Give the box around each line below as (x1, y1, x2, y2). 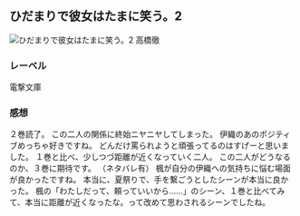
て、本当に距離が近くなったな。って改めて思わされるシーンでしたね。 (9, 197, 270, 208)
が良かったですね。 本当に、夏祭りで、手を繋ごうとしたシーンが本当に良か (9, 174, 289, 185)
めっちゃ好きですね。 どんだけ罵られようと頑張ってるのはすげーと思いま (16, 140, 290, 152)
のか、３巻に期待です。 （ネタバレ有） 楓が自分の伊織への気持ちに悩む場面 (9, 162, 292, 174)
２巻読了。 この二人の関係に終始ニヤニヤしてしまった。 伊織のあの (9, 129, 260, 140)
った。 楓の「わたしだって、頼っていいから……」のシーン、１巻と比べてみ (9, 185, 285, 197)
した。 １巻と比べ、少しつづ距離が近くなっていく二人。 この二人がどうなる (9, 152, 292, 162)
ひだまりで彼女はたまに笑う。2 (9, 8, 183, 25)
